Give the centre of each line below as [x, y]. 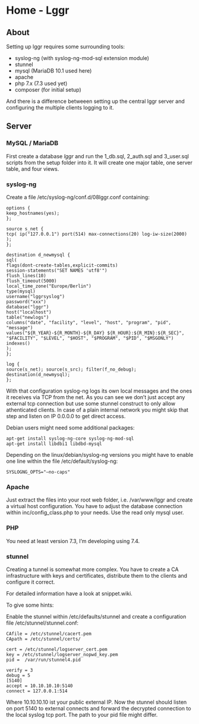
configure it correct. [31, 582]
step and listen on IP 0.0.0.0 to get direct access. [66, 416]
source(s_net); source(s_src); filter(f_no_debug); [71, 369]
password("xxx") [26, 302]
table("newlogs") [28, 317]
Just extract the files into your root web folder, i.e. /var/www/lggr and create [99, 500]
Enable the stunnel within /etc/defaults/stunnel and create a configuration [96, 616]
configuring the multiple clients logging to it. [60, 107]
